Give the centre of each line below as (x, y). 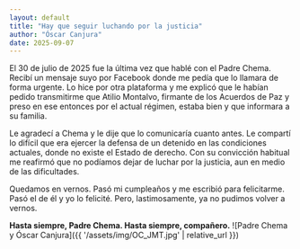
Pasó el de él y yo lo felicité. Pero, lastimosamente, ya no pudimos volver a (147, 199)
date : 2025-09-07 (42, 43)
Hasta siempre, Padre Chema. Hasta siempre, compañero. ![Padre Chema (149, 226)
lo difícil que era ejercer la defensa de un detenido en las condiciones (138, 143)
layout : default (40, 18)
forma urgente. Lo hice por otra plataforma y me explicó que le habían (139, 87)
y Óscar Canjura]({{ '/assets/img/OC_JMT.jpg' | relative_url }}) (124, 236)
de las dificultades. (44, 172)
